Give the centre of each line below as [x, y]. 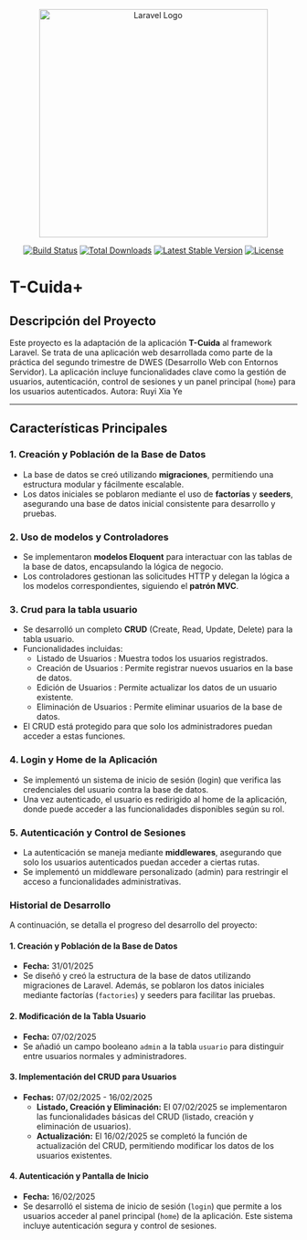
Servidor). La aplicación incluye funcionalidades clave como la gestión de [148, 372]
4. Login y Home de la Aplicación [84, 760]
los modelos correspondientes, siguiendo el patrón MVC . [131, 585]
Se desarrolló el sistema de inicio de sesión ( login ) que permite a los [152, 1206]
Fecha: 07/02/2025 [59, 1036]
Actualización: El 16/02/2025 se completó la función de [142, 1136]
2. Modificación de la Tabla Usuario [78, 1016]
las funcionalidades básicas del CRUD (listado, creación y [145, 1116]
